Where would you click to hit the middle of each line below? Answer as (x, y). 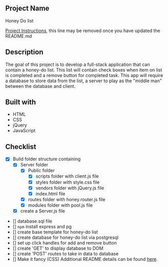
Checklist (21, 147)
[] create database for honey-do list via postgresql (66, 237)
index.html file (50, 193)
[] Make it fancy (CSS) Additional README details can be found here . (85, 259)
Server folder (34, 165)
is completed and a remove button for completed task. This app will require (84, 75)
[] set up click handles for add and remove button (65, 242)
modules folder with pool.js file (60, 205)
